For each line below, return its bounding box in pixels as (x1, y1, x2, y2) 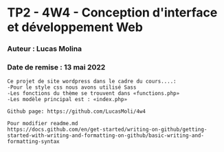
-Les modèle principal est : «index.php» (7, 96, 128, 103)
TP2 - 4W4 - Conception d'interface (7, 5, 218, 21)
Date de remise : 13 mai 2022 (7, 63, 106, 72)
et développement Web (7, 19, 143, 35)
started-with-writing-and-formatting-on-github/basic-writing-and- (7, 132, 205, 139)
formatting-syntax (7, 138, 60, 145)
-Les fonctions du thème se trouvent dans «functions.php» (7, 90, 180, 97)
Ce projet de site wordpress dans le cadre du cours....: (7, 78, 177, 85)
